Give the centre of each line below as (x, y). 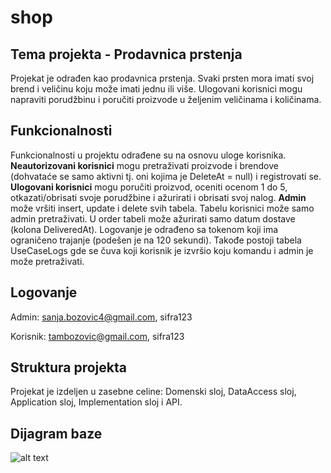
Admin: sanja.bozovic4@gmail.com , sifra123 (101, 317)
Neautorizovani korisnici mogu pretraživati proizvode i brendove (144, 165)
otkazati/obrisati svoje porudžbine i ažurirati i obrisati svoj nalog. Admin (158, 197)
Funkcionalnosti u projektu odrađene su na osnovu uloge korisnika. (148, 155)
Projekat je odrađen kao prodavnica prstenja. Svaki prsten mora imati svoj (162, 78)
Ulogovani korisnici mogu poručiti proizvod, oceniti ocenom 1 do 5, (149, 187)
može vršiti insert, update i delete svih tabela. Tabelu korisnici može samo (162, 208)
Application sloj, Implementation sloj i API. (96, 402)
